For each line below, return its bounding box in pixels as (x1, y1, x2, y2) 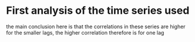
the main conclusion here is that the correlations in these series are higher (6, 23, 186, 30)
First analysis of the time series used (6, 4, 190, 17)
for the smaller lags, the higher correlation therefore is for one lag (6, 29, 164, 36)
